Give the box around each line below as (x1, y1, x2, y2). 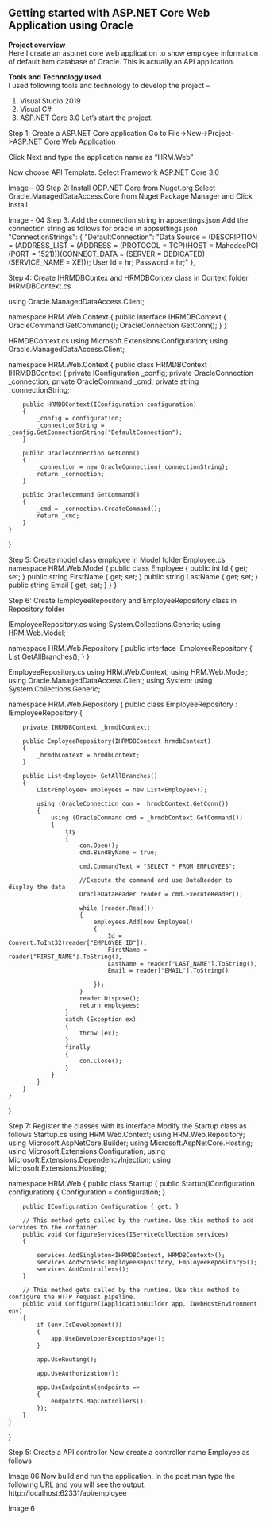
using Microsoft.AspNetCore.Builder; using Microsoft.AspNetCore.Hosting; (8, 1138, 253, 1148)
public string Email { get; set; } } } (8, 580, 118, 590)
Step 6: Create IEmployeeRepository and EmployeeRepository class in (8, 595, 237, 605)
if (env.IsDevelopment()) (37, 1321, 123, 1329)
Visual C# (19, 104, 52, 114)
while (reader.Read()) (79, 904, 155, 912)
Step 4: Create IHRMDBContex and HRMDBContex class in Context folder (8, 273, 249, 282)
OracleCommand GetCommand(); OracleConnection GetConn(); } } (8, 320, 228, 330)
